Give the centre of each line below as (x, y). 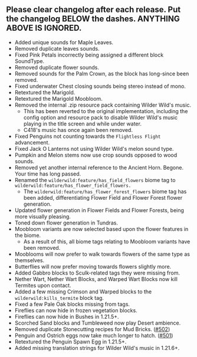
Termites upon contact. (43, 285)
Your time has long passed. (48, 174)
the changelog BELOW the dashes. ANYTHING (93, 19)
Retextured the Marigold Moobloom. (59, 98)
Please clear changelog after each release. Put (93, 10)
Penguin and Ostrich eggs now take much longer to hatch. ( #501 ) (94, 335)
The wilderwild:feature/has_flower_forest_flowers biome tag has (105, 191)
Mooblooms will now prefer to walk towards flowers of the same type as (102, 254)
